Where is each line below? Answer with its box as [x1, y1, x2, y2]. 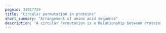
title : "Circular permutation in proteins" [5, 12, 96, 16]
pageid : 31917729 [5, 7, 41, 12]
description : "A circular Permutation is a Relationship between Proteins [5, 20, 163, 26]
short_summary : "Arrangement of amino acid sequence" [5, 16, 119, 21]
